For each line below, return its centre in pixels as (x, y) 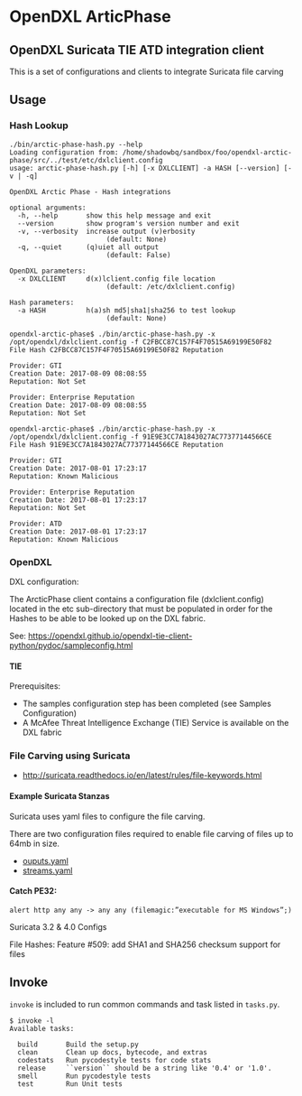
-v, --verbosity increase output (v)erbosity (106, 231)
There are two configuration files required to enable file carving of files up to (151, 833)
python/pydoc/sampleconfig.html (71, 645)
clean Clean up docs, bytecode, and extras (112, 1052)
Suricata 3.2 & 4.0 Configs (58, 926)
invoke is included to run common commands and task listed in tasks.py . (145, 1004)
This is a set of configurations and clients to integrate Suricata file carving (146, 71)
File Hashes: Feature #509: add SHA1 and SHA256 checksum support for (145, 944)
